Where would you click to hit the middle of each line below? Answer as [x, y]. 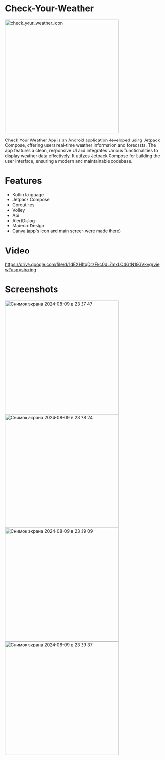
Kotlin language [28, 194]
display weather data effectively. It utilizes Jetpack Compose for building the [82, 156]
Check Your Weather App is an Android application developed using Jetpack [82, 140]
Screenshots [32, 289]
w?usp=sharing [21, 269]
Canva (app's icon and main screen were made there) [67, 231]
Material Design [28, 225]
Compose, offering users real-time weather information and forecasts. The [81, 145]
